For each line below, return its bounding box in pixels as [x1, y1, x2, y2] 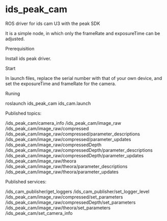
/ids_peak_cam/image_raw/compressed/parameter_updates [5, 136, 131, 142]
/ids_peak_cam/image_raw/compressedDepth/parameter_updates [5, 152, 144, 158]
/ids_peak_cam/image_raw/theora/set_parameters [5, 205, 111, 211]
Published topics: [5, 110, 42, 116]
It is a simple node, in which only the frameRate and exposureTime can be [5, 30, 160, 36]
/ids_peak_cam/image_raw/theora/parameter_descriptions [5, 163, 128, 169]
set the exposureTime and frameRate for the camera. [5, 80, 116, 87]
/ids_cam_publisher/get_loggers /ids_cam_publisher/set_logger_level [5, 188, 150, 195]
